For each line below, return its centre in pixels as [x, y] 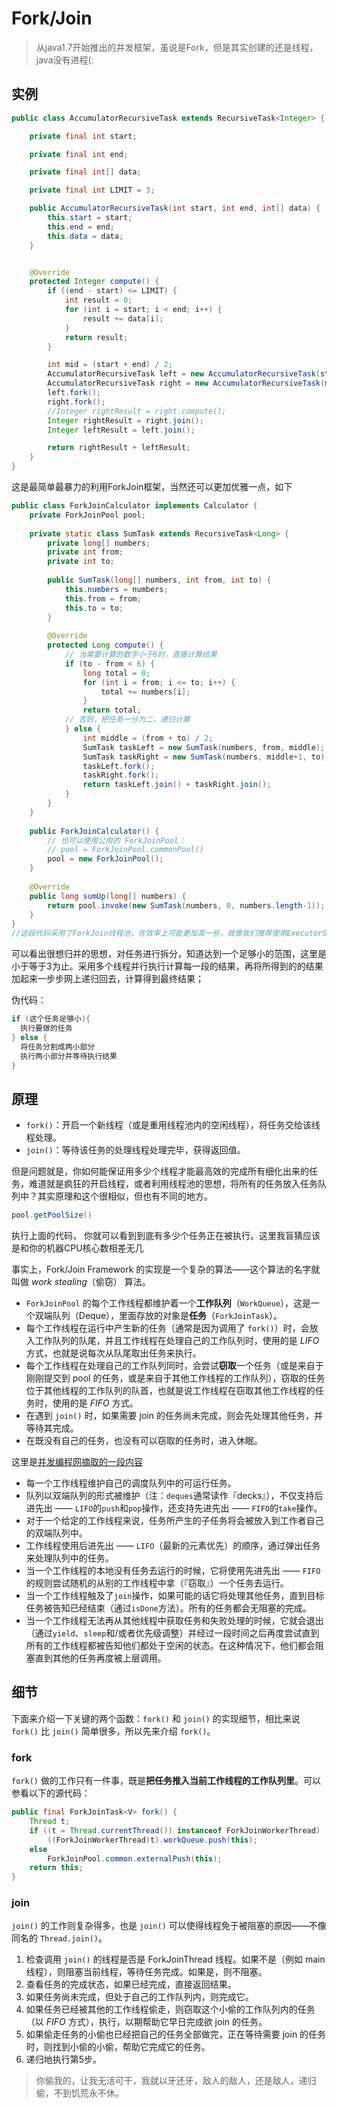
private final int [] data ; [85, 172]
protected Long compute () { [105, 645]
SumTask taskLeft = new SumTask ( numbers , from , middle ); [204, 747]
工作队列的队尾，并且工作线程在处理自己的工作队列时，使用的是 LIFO [177, 1341]
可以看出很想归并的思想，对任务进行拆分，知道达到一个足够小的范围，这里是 [169, 954]
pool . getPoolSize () [52, 1215]
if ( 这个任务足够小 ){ [51, 1019]
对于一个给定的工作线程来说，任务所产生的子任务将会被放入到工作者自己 [174, 1521]
